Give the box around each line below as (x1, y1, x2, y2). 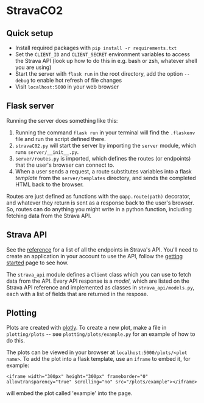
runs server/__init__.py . (15, 148, 79, 156)
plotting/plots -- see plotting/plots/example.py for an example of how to (6, 330, 195, 338)
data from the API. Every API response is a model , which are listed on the (6, 277, 190, 285)
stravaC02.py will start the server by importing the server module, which (15, 142, 197, 149)
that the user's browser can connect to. (15, 161, 114, 169)
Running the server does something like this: (6, 117, 118, 124)
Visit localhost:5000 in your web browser (15, 83, 119, 90)
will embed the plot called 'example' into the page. (6, 390, 133, 397)
